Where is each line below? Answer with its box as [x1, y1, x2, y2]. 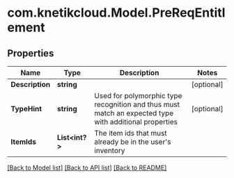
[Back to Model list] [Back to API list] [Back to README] [7, 163, 167, 172]
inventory [93, 146, 125, 155]
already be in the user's [93, 137, 171, 147]
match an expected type [93, 108, 174, 118]
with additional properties [93, 117, 178, 127]
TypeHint [10, 104, 42, 113]
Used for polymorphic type [93, 91, 182, 100]
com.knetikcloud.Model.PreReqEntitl [7, 5, 226, 21]
